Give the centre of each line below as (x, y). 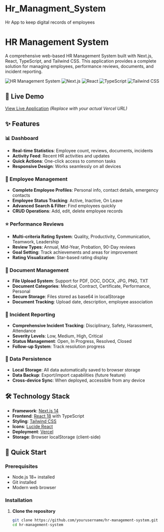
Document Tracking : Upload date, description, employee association (82, 302)
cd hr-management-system (38, 525)
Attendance (24, 331)
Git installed (24, 482)
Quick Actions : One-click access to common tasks (64, 161)
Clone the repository (34, 511)
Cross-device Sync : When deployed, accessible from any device (79, 380)
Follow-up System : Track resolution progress (58, 346)
